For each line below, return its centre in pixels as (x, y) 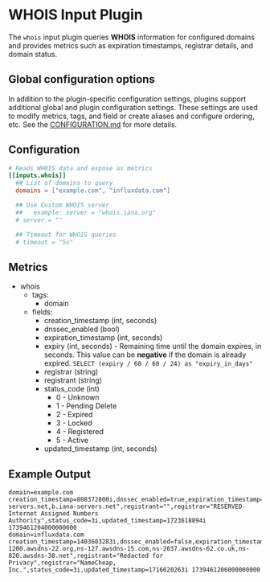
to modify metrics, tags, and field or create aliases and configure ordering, (131, 116)
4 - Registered (80, 432)
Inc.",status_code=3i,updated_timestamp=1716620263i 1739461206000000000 (135, 570)
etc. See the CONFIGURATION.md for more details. (93, 124)
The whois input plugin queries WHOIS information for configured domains (132, 37)
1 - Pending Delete (86, 406)
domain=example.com (41, 493)
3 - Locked (74, 423)
